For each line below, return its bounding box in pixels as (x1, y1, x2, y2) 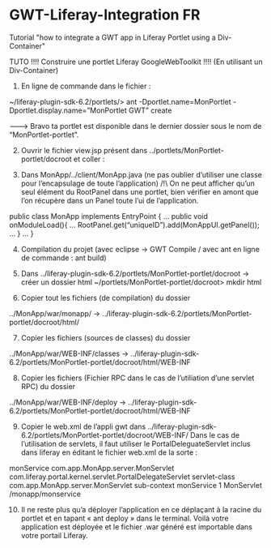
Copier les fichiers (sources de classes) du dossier (20, 332, 191, 342)
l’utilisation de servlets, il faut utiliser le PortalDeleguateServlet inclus (20, 439, 251, 448)
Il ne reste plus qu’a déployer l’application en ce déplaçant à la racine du (20, 504, 262, 514)
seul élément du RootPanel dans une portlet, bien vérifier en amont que (20, 186, 259, 196)
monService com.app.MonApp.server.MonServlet (9, 463, 175, 473)
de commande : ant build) (20, 253, 108, 263)
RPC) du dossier (20, 381, 76, 391)
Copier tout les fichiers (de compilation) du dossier (20, 293, 191, 302)
